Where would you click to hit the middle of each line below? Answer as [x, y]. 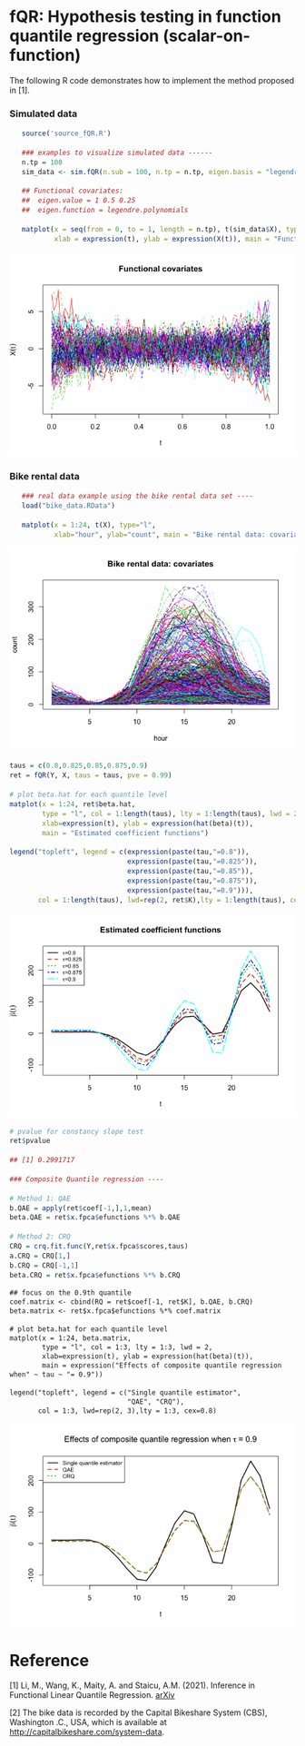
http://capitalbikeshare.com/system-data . [87, 1732]
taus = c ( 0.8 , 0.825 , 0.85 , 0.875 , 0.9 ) [79, 766]
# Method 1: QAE [40, 1199]
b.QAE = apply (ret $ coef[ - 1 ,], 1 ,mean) [81, 1208]
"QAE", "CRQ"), [155, 1401]
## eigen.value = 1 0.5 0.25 [79, 201]
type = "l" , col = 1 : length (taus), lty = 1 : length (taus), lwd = [166, 814]
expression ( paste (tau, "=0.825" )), [192, 862]
